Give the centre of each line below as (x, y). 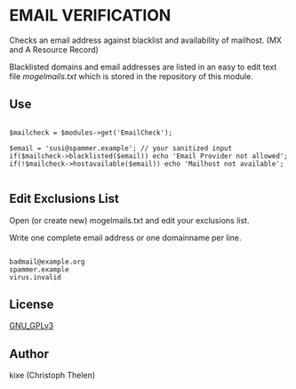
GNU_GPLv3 (32, 326)
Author (29, 354)
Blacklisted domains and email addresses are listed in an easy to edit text (143, 67)
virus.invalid (36, 277)
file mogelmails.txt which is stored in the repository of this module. (131, 76)
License (32, 304)
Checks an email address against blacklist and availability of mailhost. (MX (146, 40)
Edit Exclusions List (64, 199)
